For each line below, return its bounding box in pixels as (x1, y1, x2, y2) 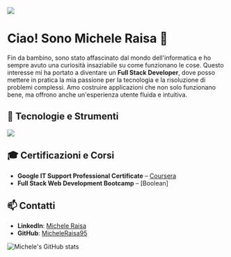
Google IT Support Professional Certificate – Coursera (17, 172, 177, 180)
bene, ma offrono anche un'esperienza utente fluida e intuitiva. (7, 90, 188, 99)
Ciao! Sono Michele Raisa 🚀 (7, 31, 168, 47)
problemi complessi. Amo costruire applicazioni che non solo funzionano (7, 83, 216, 91)
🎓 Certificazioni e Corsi (7, 149, 115, 162)
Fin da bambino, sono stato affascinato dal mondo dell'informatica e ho (7, 53, 212, 62)
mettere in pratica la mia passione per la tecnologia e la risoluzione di (7, 76, 206, 84)
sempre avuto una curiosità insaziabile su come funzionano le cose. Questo (7, 60, 224, 69)
